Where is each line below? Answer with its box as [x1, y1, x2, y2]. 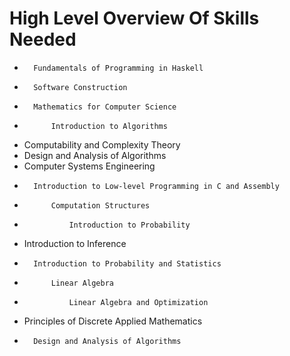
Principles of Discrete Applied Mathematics [23, 315, 203, 327]
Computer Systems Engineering [23, 160, 156, 172]
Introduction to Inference [23, 237, 127, 249]
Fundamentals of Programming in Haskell [33, 63, 204, 73]
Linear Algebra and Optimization [68, 297, 209, 307]
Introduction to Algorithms [50, 121, 168, 131]
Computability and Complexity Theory [23, 138, 181, 151]
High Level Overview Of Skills [9, 7, 260, 30]
